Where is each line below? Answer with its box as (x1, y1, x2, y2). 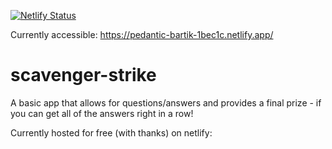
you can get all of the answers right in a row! (10, 107, 194, 119)
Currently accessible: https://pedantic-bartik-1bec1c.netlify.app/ (10, 29, 274, 40)
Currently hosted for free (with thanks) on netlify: (10, 126, 213, 139)
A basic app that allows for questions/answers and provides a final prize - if (10, 96, 322, 109)
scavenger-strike (10, 64, 157, 87)
